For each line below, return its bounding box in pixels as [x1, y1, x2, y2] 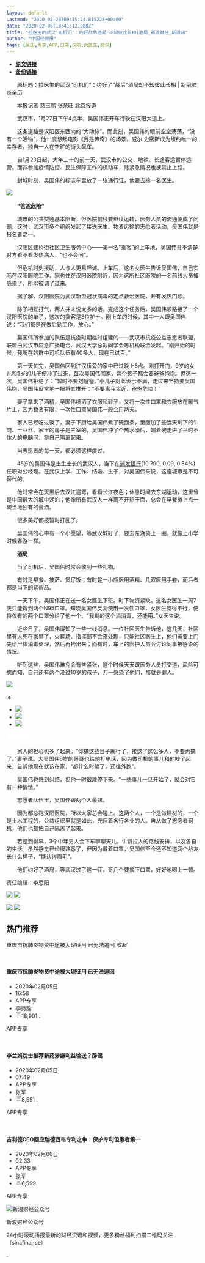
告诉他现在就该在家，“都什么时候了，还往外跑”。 [16, 763, 140, 770]
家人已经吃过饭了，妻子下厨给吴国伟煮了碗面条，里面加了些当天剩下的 [16, 419, 193, 426]
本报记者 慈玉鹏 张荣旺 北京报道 [16, 102, 96, 109]
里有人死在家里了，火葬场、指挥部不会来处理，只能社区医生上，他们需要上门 [6, 633, 199, 640]
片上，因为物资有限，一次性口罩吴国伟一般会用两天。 [6, 406, 140, 413]
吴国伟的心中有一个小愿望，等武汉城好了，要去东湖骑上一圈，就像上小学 [16, 530, 199, 536]
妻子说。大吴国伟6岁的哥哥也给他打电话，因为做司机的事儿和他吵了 [16, 755, 186, 762]
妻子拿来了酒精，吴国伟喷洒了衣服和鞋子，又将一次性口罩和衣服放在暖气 [16, 398, 199, 405]
